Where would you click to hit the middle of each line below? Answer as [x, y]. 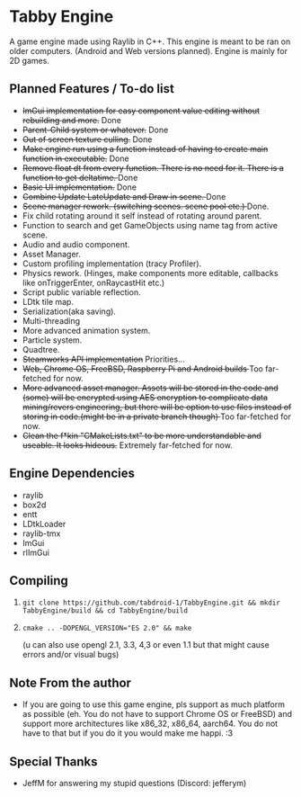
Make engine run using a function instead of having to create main [145, 148]
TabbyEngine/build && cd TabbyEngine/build [105, 611]
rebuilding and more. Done [71, 120]
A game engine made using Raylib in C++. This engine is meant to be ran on [150, 41]
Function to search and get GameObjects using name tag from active [150, 225]
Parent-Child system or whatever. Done [95, 130]
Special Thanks [53, 761]
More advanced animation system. [86, 330]
